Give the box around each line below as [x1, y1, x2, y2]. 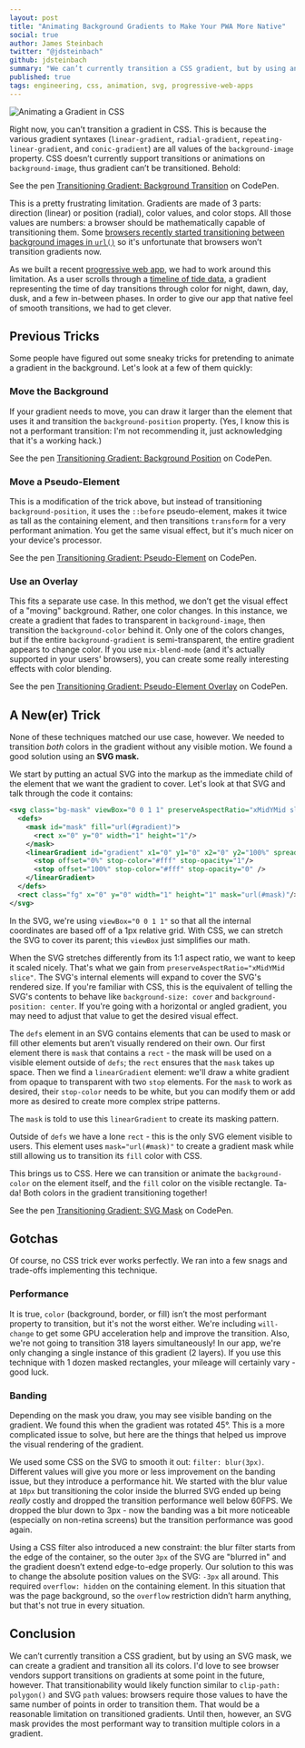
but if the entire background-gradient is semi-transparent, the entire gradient [9, 635, 295, 645]
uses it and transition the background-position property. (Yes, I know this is [9, 415, 290, 426]
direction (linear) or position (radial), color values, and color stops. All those [9, 207, 292, 218]
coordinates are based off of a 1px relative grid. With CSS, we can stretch [9, 925, 284, 936]
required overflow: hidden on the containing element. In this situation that [9, 1580, 286, 1591]
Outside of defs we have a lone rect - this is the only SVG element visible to [9, 1131, 293, 1142]
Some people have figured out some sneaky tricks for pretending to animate [9, 352, 295, 364]
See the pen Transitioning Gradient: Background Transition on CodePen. [9, 179, 280, 191]
